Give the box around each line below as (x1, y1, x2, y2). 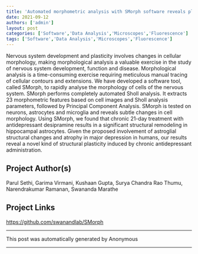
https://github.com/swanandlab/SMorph (6, 218, 104, 225)
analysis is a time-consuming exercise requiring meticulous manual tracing (6, 71, 187, 78)
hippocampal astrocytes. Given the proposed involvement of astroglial (6, 128, 177, 135)
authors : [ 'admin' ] (6, 19, 54, 25)
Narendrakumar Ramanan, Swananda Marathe (6, 185, 118, 193)
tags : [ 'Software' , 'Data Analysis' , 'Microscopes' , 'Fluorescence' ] (6, 36, 173, 42)
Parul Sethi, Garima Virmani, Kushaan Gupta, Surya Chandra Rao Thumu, (6, 179, 183, 186)
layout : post (6, 25, 38, 31)
